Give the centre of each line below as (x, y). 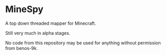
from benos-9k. (22, 48)
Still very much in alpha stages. (38, 33)
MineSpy (25, 9)
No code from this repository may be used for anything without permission (83, 43)
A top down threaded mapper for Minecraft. (51, 23)
